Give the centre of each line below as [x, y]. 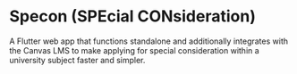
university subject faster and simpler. [77, 60]
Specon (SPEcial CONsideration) [133, 16]
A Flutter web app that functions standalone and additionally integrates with [149, 41]
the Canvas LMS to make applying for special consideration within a [134, 50]
